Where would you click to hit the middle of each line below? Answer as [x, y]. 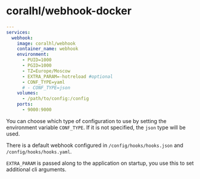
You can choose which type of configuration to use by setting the [86, 121]
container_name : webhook [48, 49]
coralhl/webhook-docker [69, 11]
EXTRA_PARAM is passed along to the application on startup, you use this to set [100, 163]
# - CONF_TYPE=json [46, 87]
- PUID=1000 [37, 60]
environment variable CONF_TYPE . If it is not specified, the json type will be [96, 127]
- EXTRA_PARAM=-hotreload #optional [67, 76]
